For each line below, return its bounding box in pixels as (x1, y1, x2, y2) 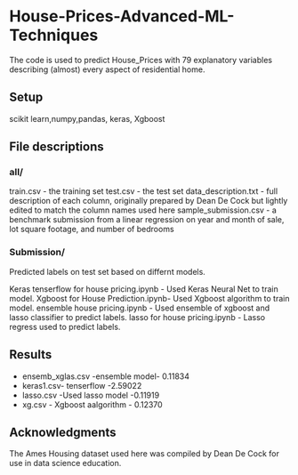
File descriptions (9, 140, 104, 155)
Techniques (9, 25, 99, 45)
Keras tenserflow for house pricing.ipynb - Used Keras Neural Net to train (9, 283, 278, 294)
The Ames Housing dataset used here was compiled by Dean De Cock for (9, 448, 280, 459)
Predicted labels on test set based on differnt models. (9, 266, 206, 277)
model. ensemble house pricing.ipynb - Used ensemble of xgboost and (9, 302, 270, 313)
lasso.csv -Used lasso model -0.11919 (21, 390, 160, 400)
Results (9, 347, 52, 362)
